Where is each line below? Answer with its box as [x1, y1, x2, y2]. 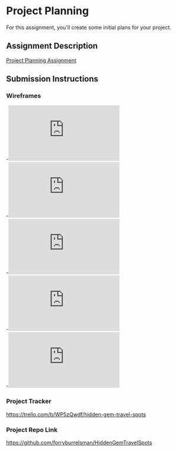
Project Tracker [6, 397, 52, 406]
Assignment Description [6, 41, 98, 51]
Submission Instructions [6, 74, 99, 84]
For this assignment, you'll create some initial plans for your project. [6, 24, 172, 31]
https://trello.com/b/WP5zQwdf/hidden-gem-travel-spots [6, 410, 146, 418]
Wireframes [6, 92, 41, 100]
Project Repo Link [6, 425, 58, 434]
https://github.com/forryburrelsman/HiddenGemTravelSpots [6, 439, 153, 446]
